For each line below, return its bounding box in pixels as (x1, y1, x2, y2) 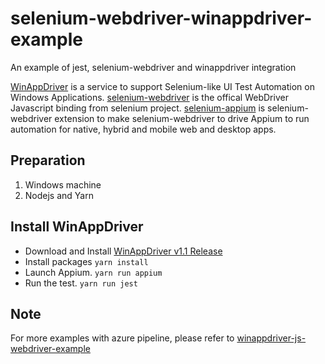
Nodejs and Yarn (24, 189, 94, 201)
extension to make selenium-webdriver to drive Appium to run (54, 112, 310, 124)
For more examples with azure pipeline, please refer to (10, 332, 235, 344)
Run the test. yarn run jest (24, 277, 138, 289)
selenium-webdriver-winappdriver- (10, 7, 313, 30)
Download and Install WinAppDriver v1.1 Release (24, 245, 223, 257)
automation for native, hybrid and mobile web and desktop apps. (10, 123, 277, 135)
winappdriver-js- (236, 332, 307, 344)
